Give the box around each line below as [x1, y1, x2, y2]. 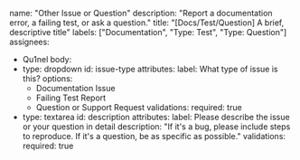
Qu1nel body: [22, 54, 72, 64]
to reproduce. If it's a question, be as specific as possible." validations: [22, 131, 286, 141]
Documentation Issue [35, 83, 116, 93]
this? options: [22, 73, 73, 84]
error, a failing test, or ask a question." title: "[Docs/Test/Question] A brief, [9, 17, 285, 28]
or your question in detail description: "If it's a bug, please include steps [22, 121, 291, 132]
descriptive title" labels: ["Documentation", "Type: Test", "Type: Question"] [9, 27, 287, 37]
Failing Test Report [35, 92, 107, 103]
